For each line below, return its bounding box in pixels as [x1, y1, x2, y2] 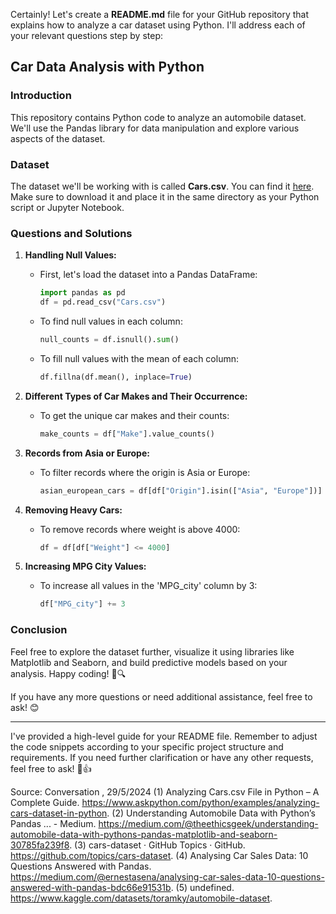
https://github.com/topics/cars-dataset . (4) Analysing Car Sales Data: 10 [10, 849, 309, 861]
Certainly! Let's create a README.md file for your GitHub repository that [10, 9, 309, 20]
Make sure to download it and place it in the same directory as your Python [10, 190, 320, 203]
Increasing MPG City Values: [24, 560, 147, 573]
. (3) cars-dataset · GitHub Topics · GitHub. [69, 839, 246, 851]
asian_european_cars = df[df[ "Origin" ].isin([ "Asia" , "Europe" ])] [39, 485, 323, 496]
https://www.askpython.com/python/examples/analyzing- [81, 796, 320, 808]
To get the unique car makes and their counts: [39, 409, 230, 421]
